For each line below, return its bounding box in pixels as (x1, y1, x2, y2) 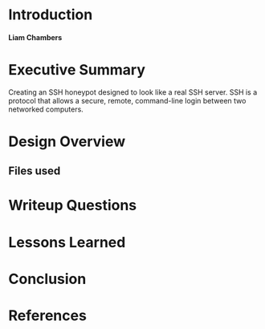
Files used (8, 164, 61, 178)
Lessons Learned (8, 233, 126, 251)
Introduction (8, 6, 93, 24)
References (8, 307, 87, 325)
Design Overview (8, 132, 126, 150)
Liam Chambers (8, 32, 63, 42)
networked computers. (8, 104, 84, 114)
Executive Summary (8, 60, 146, 79)
